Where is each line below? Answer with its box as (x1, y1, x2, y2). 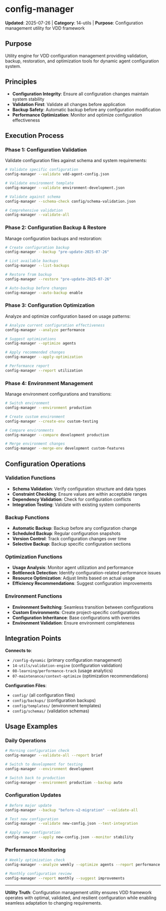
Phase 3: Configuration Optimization (5, 302, 95, 309)
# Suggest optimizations (5, 336, 56, 342)
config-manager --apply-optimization (5, 354, 83, 360)
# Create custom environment (5, 414, 65, 419)
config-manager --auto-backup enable (5, 290, 83, 295)
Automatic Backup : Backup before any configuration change (12, 525, 137, 531)
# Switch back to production (5, 775, 65, 780)
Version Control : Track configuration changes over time (12, 536, 127, 542)
